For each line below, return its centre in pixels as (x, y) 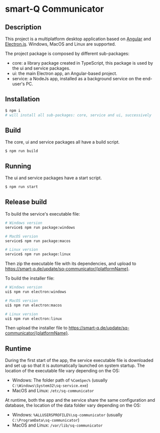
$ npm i (13, 110)
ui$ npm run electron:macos (34, 305)
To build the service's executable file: (43, 214)
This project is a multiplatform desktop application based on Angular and (78, 39)
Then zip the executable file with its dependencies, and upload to (71, 264)
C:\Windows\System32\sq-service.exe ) (50, 385)
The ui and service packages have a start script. (53, 178)
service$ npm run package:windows (40, 227)
